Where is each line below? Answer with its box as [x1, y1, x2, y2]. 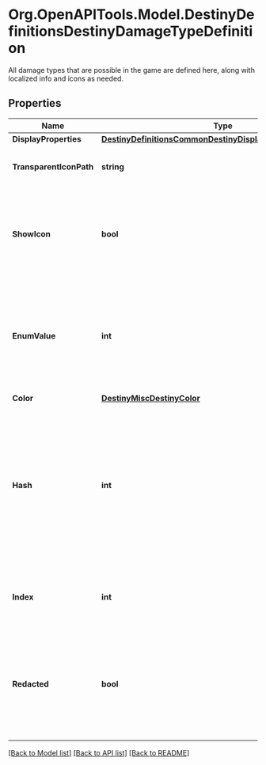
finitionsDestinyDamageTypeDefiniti [8, 22, 253, 40]
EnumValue [12, 330, 56, 341]
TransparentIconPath [12, 161, 94, 172]
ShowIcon [12, 228, 51, 239]
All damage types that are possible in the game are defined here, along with [8, 65, 256, 74]
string [101, 161, 125, 172]
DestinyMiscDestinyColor [101, 392, 200, 403]
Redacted [12, 678, 49, 689]
